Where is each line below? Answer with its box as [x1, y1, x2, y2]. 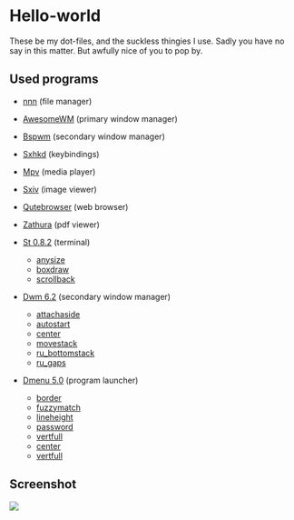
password [35, 421, 74, 432]
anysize [35, 254, 65, 265]
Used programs [9, 72, 99, 87]
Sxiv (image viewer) [22, 184, 97, 195]
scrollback [35, 274, 75, 285]
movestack [35, 337, 78, 348]
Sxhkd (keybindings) [22, 148, 100, 159]
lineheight [35, 411, 74, 423]
